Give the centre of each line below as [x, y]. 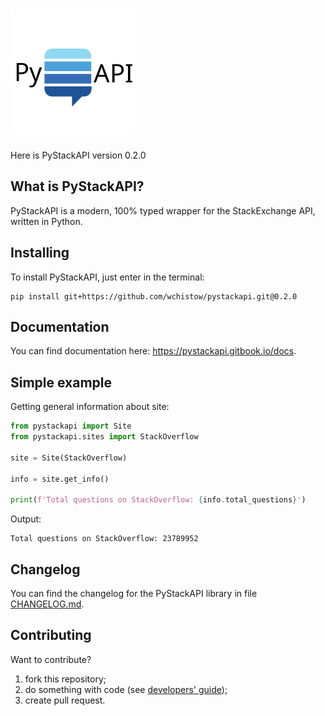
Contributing [51, 635]
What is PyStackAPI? [77, 186]
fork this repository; [65, 679]
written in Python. [46, 221]
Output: [26, 519]
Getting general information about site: [90, 407]
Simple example [61, 382]
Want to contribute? [51, 659]
